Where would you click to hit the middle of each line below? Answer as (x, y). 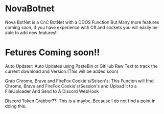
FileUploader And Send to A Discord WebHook (52, 91)
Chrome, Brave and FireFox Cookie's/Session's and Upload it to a (71, 86)
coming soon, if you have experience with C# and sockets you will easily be (82, 27)
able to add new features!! (31, 32)
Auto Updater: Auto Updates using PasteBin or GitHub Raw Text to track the (82, 66)
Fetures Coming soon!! (52, 53)
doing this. (16, 106)
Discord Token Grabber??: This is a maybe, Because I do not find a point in (80, 101)
